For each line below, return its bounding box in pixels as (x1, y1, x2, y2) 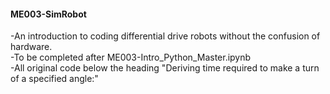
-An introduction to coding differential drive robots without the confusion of (10, 30, 321, 42)
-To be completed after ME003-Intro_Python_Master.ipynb (10, 51, 252, 64)
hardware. (10, 41, 53, 53)
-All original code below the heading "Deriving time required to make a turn (10, 62, 320, 74)
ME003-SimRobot (10, 8, 87, 20)
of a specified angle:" (10, 73, 99, 85)
